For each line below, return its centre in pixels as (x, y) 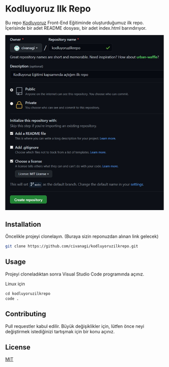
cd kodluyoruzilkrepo (28, 294)
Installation (23, 224)
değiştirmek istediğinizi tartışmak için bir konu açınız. (60, 331)
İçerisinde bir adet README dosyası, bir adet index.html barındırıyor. (76, 28)
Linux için (15, 284)
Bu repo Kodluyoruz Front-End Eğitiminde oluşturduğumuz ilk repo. (75, 23)
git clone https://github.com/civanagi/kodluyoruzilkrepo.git (72, 246)
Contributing (26, 314)
